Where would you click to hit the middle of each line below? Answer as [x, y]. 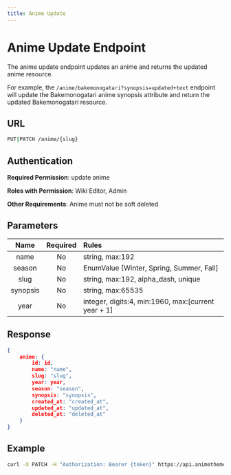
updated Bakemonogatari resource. [57, 102]
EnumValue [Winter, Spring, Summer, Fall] [151, 268]
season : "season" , [58, 389]
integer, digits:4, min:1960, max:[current [149, 302]
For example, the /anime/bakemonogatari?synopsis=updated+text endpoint [111, 87]
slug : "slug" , [52, 376]
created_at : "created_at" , [70, 401]
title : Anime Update [37, 13]
